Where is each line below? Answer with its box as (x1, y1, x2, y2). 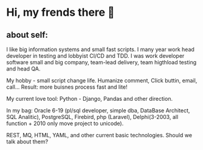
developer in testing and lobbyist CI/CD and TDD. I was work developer (6, 52, 185, 60)
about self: (6, 30, 49, 40)
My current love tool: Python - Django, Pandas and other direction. (6, 95, 173, 102)
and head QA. (6, 65, 41, 72)
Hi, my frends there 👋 (6, 5, 115, 19)
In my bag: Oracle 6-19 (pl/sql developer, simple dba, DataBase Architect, (6, 107, 190, 114)
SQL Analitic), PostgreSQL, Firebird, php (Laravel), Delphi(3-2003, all (6, 114, 179, 120)
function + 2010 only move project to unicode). (6, 120, 124, 127)
